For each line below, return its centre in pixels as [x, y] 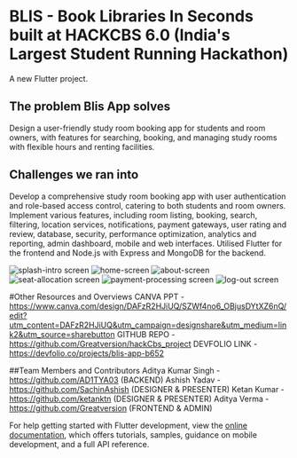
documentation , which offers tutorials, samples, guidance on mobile [133, 434]
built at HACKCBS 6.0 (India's [120, 35]
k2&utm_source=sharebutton [62, 334]
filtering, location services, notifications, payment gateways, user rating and [148, 225]
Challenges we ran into [74, 175]
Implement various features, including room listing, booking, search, [133, 215]
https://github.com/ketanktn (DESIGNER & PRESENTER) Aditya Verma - [139, 399]
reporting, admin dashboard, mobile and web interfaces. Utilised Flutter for [146, 243]
